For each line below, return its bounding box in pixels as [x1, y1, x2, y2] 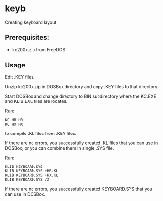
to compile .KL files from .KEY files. [5, 130, 77, 136]
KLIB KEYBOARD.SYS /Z [5, 177, 50, 182]
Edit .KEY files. [5, 74, 35, 80]
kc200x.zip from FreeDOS [12, 46, 65, 52]
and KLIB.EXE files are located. [5, 98, 68, 104]
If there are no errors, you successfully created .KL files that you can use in [5, 140, 158, 146]
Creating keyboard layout [5, 19, 57, 25]
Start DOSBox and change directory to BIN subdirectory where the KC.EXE [5, 93, 157, 99]
